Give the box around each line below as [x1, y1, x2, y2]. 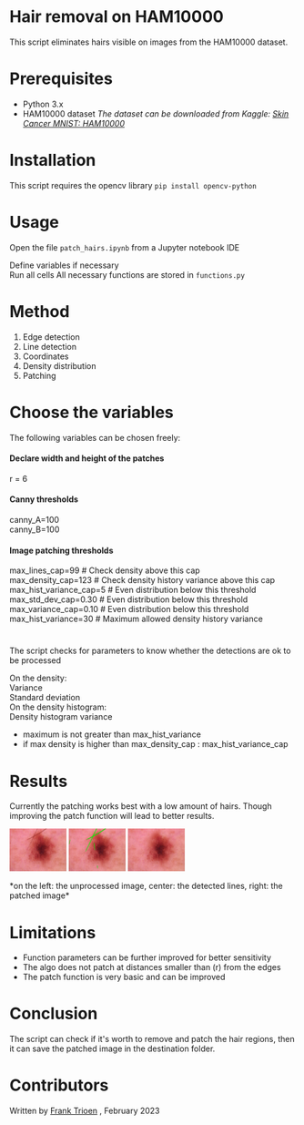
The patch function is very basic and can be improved [22, 972, 226, 983]
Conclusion [9, 1004, 98, 1024]
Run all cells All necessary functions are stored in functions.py [9, 269, 246, 280]
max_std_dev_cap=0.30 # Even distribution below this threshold [9, 594, 248, 605]
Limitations [9, 922, 96, 943]
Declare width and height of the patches [9, 453, 165, 464]
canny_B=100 [9, 524, 60, 535]
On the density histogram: [9, 701, 107, 712]
